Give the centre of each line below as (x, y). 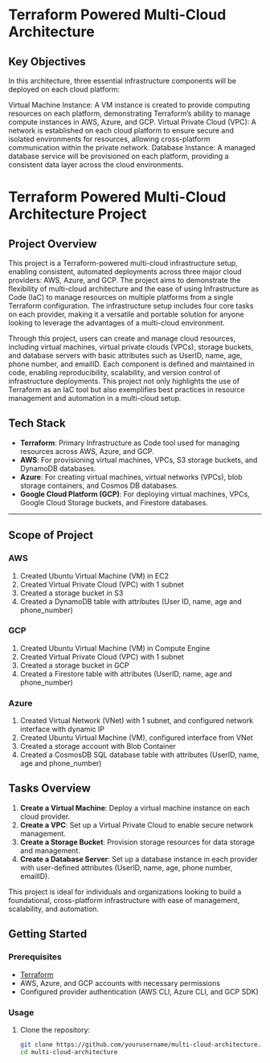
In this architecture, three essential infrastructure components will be (123, 81)
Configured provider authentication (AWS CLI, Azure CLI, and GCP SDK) (139, 991)
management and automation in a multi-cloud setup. (95, 398)
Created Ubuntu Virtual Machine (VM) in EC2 (94, 575)
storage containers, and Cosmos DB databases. (99, 485)
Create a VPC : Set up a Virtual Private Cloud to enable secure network (137, 824)
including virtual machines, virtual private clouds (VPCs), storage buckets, (131, 347)
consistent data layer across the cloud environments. (96, 165)
